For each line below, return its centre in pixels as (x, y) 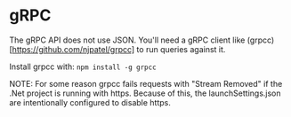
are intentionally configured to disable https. (90, 102)
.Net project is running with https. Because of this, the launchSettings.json (145, 93)
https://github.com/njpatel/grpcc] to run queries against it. (119, 49)
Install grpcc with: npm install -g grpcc (83, 66)
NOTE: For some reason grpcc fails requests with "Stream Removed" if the (146, 83)
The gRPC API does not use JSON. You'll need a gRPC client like (127, 40)
